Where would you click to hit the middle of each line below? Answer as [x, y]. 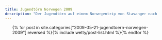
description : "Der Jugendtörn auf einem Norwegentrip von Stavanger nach [81, 14]
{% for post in [26, 27]
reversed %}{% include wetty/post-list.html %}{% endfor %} [88, 32]
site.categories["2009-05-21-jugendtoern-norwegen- [95, 27]
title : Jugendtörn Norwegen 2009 [39, 9]
